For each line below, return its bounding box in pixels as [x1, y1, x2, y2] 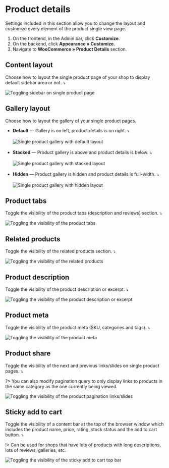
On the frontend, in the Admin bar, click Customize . [12, 35, 120, 41]
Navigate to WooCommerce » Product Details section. [12, 46, 127, 52]
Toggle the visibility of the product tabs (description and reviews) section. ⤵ [5, 210, 162, 216]
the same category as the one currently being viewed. [5, 383, 118, 389]
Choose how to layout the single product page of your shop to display [5, 74, 150, 80]
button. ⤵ [5, 432, 24, 438]
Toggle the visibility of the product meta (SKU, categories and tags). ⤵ [5, 324, 150, 330]
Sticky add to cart [5, 408, 62, 417]
